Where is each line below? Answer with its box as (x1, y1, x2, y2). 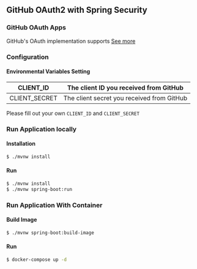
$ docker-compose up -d (6, 256, 67, 263)
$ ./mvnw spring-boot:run (6, 186, 72, 192)
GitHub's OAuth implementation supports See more (6, 37, 136, 45)
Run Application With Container (6, 201, 103, 209)
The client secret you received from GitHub (63, 93, 188, 102)
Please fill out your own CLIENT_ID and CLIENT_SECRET (6, 109, 139, 117)
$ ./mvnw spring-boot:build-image (6, 230, 95, 236)
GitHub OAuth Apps (6, 23, 66, 32)
